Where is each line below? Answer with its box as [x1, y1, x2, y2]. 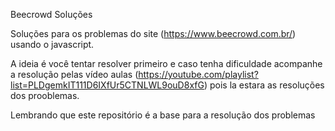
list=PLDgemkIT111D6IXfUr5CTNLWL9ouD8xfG [10, 79, 205, 91]
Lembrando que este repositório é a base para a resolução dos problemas [10, 109, 316, 121]
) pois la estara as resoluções [203, 79, 325, 91]
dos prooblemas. [10, 90, 80, 101]
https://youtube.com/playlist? [138, 69, 259, 80]
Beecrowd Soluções [10, 9, 93, 20]
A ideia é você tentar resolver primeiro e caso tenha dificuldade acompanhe [10, 58, 323, 69]
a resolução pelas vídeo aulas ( [10, 69, 139, 80]
